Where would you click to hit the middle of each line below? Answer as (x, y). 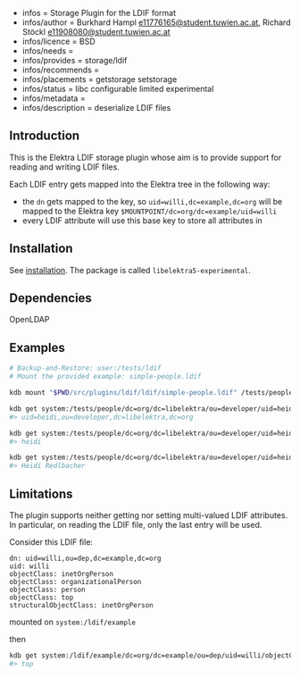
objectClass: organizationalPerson (75, 581)
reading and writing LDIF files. (65, 167)
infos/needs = (48, 51)
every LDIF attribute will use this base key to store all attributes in (142, 220)
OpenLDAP (29, 320)
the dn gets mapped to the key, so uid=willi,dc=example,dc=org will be (152, 201)
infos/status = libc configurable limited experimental (118, 89)
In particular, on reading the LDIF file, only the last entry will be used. (136, 524)
